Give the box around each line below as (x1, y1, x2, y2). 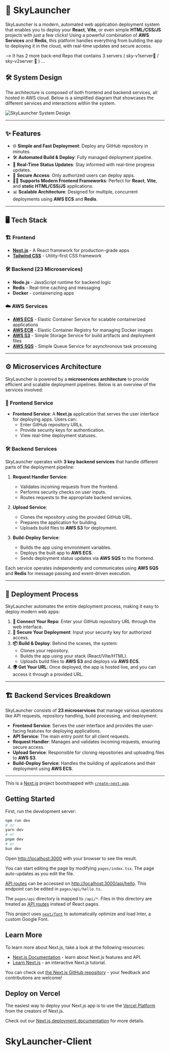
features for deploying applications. (27, 727, 101, 734)
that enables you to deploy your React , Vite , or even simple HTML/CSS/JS (5, 26, 161, 32)
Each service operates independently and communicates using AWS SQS (5, 565, 159, 571)
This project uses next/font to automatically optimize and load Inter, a (5, 911, 151, 917)
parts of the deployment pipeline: (5, 464, 75, 470)
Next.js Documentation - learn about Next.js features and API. (12, 954, 142, 960)
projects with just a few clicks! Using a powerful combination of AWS (5, 32, 149, 38)
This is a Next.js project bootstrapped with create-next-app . (5, 780, 131, 786)
